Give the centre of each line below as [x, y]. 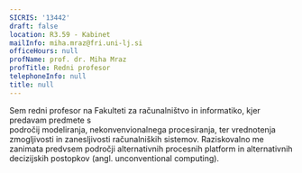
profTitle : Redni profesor [60, 68]
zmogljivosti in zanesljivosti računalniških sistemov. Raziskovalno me [137, 139]
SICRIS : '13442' [40, 18]
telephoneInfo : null [48, 77]
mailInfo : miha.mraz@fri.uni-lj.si [76, 43]
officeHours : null [44, 51]
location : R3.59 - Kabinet [60, 34]
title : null [32, 85]
